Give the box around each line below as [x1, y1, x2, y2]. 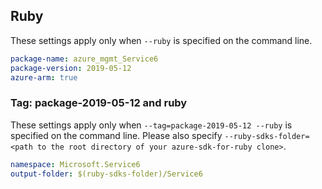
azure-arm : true [10, 72, 78, 83]
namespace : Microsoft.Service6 [10, 159, 141, 169]
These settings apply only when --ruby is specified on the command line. [10, 34, 313, 46]
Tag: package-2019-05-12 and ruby [10, 96, 188, 110]
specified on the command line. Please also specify [10, 129, 223, 141]
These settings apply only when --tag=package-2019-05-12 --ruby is [10, 119, 293, 131]
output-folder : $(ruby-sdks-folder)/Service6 [10, 169, 203, 179]
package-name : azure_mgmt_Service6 [10, 54, 159, 64]
